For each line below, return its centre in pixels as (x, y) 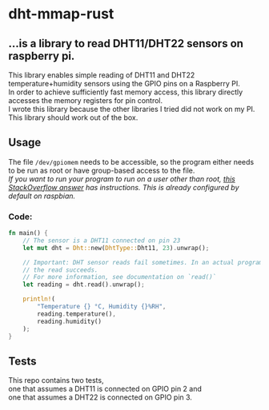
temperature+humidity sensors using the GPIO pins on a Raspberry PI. (124, 84)
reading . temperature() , (76, 314)
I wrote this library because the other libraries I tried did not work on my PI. (132, 109)
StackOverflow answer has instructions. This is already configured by (124, 187)
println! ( (39, 299)
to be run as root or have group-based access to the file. (102, 170)
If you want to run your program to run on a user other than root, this (122, 179)
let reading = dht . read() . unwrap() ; (84, 285)
